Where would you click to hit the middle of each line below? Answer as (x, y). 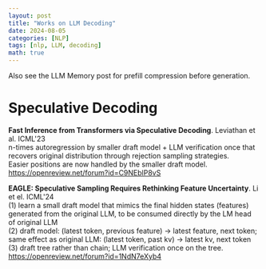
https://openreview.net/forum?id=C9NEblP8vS (85, 172)
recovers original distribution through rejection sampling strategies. (119, 155)
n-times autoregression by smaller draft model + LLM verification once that (132, 147)
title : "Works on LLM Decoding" (62, 23)
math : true (26, 53)
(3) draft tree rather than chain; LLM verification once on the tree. (116, 247)
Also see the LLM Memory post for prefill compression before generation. (129, 76)
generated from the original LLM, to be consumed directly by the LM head (130, 214)
